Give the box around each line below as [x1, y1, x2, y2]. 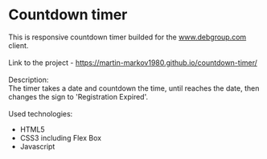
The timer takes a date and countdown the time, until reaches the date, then [8, 83, 260, 93]
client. [8, 40, 29, 50]
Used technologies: [8, 108, 73, 118]
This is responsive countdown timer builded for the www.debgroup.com [8, 32, 247, 42]
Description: [8, 75, 49, 84]
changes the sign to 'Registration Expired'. [8, 92, 149, 101]
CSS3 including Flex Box [19, 132, 102, 142]
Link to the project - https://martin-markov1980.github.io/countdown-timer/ [8, 58, 257, 67]
